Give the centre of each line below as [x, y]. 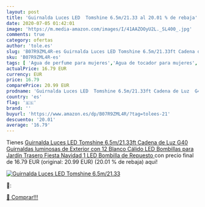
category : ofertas [30, 40]
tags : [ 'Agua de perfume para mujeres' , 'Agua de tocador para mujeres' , [102, 63]
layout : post [23, 12]
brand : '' [19, 108]
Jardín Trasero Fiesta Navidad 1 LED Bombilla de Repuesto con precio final [100, 155]
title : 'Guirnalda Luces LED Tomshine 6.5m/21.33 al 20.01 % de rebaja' [102, 18]
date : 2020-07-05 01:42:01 [41, 23]
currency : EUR [24, 74]
